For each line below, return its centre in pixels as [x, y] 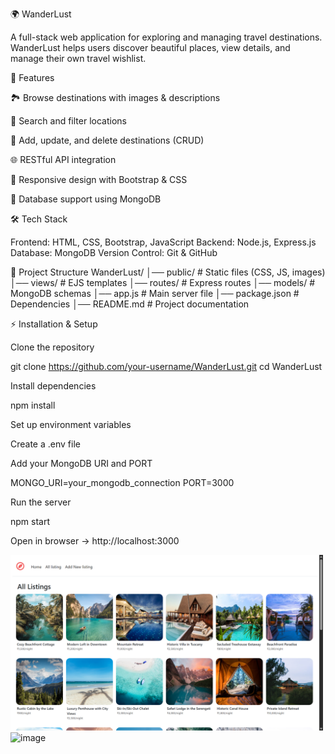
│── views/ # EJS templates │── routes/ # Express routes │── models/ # [163, 282]
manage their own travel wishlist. [78, 58]
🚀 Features [32, 77]
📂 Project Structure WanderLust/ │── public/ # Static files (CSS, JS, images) [168, 272]
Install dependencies [53, 386]
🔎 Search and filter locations [68, 121]
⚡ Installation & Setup [54, 324]
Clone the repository [52, 347]
